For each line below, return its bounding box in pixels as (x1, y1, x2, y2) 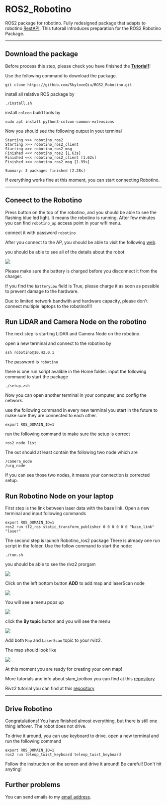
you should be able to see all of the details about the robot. (5, 249, 126, 255)
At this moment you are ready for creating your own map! (5, 666, 123, 672)
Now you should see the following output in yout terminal (5, 128, 122, 134)
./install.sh (5, 101, 32, 106)
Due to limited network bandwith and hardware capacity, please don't (5, 298, 148, 304)
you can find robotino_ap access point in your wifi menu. (5, 220, 122, 226)
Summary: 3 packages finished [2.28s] (5, 168, 85, 173)
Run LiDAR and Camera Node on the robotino (5, 317, 147, 326)
